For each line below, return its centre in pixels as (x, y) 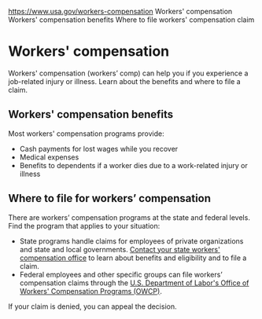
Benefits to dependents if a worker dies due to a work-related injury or (133, 165)
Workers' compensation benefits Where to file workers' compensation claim (131, 20)
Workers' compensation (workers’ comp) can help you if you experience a (128, 73)
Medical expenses (49, 157)
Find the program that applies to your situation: (84, 225)
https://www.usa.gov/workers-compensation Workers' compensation (120, 11)
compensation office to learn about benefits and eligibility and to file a (133, 258)
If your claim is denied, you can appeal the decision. (92, 306)
